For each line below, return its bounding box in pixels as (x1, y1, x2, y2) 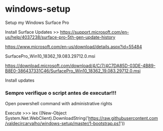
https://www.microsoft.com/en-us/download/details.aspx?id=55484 (5, 44, 143, 49)
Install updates (5, 77, 35, 83)
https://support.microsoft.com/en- (60, 29, 129, 35)
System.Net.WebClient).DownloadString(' (5, 115, 89, 121)
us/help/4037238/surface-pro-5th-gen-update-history (5, 34, 116, 40)
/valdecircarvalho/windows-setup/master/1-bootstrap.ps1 (5, 121, 121, 127)
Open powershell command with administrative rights (5, 101, 112, 107)
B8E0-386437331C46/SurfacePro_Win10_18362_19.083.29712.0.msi (5, 67, 141, 74)
